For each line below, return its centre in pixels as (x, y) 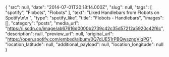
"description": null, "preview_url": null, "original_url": (60, 34)
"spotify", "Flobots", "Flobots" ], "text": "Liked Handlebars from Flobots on (82, 12)
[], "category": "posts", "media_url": (42, 23)
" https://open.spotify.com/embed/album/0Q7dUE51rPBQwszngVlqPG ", (79, 39)
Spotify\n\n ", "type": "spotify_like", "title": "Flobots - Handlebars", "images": (84, 18)
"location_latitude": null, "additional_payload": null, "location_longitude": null (84, 44)
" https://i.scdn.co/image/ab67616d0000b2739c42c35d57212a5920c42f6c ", (85, 28)
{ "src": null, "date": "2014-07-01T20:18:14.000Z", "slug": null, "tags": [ (79, 7)
